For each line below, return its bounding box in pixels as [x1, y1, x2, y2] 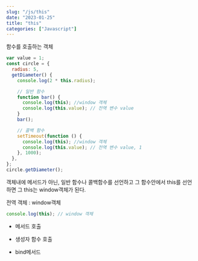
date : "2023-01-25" [6, 14, 56, 21]
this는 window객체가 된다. [24, 185, 86, 193]
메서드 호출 [14, 222, 42, 230]
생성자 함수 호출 [14, 235, 53, 242]
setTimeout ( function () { [17, 133, 83, 139]
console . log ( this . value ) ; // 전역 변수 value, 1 [22, 144, 142, 150]
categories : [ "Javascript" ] [6, 25, 77, 32]
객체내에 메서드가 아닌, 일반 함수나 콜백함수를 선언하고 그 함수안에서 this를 [6, 178, 181, 185]
